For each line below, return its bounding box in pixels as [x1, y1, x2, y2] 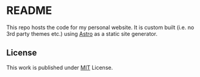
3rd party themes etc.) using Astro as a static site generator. [6, 30, 157, 37]
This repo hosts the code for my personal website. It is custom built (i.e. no [6, 24, 195, 31]
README [6, 4, 52, 18]
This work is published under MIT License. [6, 64, 113, 71]
